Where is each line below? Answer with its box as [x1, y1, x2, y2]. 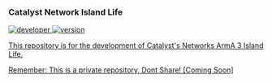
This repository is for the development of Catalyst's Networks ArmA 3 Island [8, 41, 264, 50]
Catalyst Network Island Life [8, 7, 123, 18]
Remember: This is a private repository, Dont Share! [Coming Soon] [8, 65, 234, 75]
